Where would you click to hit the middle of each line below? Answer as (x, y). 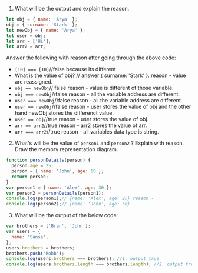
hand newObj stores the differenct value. (64, 113)
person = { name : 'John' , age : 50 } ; (58, 171)
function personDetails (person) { (49, 160)
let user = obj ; (26, 36)
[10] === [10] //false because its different (65, 69)
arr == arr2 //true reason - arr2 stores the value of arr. (81, 125)
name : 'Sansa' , (30, 237)
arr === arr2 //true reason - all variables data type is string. (87, 132)
